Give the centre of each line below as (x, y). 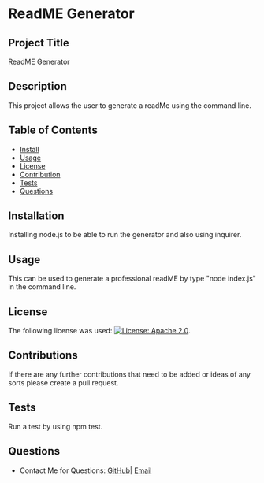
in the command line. (42, 287)
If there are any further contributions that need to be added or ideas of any (129, 374)
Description (37, 86)
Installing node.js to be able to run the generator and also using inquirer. (125, 235)
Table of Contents (53, 130)
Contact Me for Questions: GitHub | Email (86, 470)
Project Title (39, 43)
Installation (36, 216)
